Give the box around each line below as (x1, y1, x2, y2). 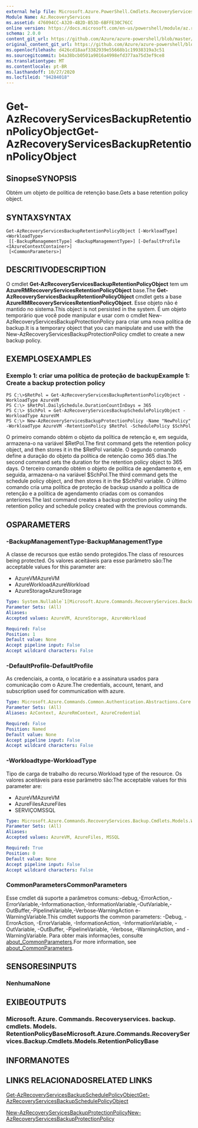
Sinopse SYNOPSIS (6, 173, 77, 183)
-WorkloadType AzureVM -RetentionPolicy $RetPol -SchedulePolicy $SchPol (6, 423, 192, 429)
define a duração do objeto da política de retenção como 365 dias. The (6, 452, 177, 460)
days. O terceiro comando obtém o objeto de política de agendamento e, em (6, 465, 192, 472)
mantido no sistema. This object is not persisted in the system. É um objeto (6, 305, 187, 313)
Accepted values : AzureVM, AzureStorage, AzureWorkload (6, 615, 146, 621)
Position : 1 (6, 631, 35, 637)
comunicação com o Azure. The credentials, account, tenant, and (6, 681, 164, 688)
